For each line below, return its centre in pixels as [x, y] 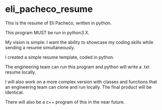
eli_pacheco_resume [49, 9]
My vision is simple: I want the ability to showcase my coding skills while [79, 42]
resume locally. [21, 72]
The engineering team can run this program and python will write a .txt [78, 67]
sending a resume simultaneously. [40, 47]
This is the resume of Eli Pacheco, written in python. [58, 23]
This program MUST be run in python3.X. [47, 32]
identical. [14, 92]
